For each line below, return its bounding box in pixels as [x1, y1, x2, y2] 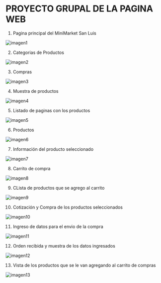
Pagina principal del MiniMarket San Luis [12, 30, 96, 36]
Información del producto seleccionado [12, 146, 94, 152]
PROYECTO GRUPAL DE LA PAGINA [5, 3, 154, 14]
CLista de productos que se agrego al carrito [12, 185, 105, 191]
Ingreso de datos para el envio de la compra [12, 223, 103, 230]
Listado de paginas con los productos [12, 107, 90, 113]
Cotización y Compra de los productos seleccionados [12, 204, 123, 210]
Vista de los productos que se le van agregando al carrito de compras [12, 262, 156, 268]
